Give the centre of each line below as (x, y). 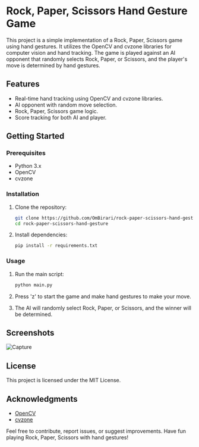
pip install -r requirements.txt (56, 246)
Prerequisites (26, 153)
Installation (23, 194)
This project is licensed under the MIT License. (64, 380)
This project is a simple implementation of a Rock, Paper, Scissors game (94, 40)
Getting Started (35, 136)
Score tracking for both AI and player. (61, 117)
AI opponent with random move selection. (66, 105)
